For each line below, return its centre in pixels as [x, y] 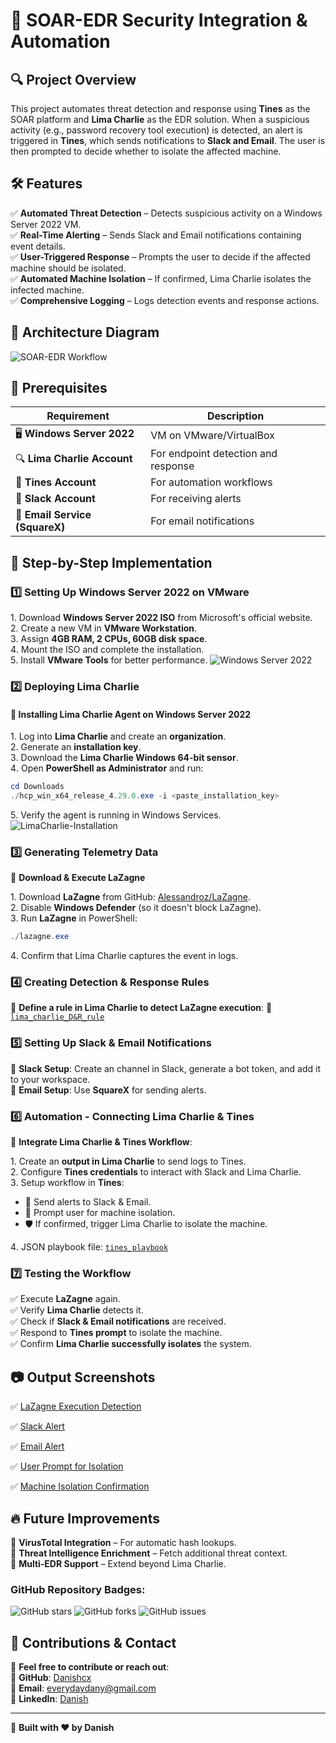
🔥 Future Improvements [85, 1518]
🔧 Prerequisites [59, 388]
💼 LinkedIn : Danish [49, 1699]
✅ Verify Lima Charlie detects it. [77, 1310]
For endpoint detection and [214, 454]
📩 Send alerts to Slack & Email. [88, 1202]
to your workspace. [50, 1079]
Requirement [78, 416]
